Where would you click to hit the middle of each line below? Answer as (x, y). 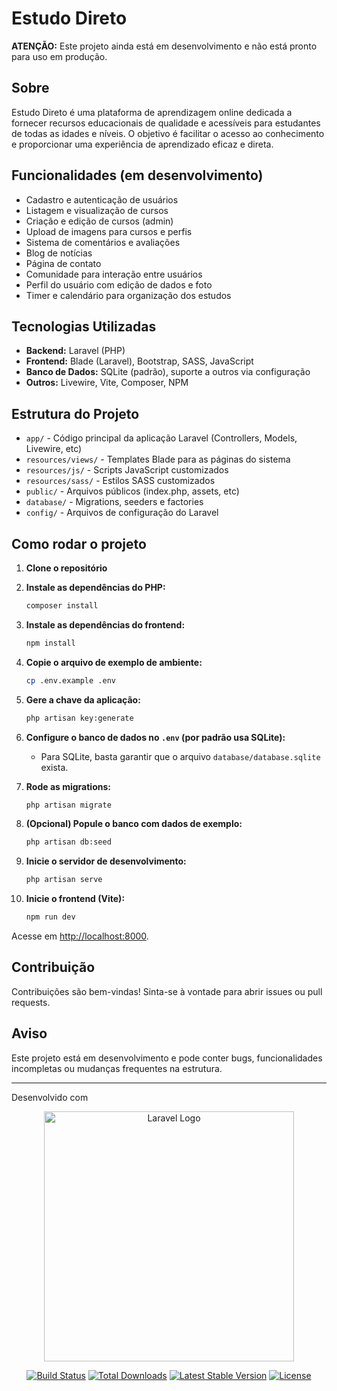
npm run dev (50, 917)
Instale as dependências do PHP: (95, 587)
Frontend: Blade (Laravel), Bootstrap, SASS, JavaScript (139, 361)
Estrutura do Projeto (75, 413)
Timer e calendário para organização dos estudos (128, 295)
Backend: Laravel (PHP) (75, 351)
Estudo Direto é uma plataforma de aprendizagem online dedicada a (152, 112)
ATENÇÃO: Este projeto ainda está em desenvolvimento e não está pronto (164, 46)
